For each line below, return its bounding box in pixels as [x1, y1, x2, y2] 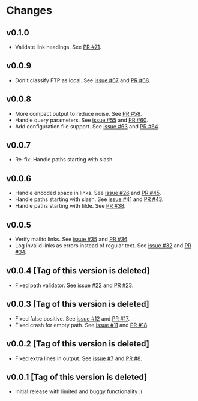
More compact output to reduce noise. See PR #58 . [14, 110, 142, 117]
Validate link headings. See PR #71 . [14, 43, 102, 50]
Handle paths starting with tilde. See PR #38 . [14, 202, 126, 210]
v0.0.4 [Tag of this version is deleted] [6, 265, 150, 276]
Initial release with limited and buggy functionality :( [14, 388, 143, 395]
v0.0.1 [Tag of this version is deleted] [6, 372, 148, 382]
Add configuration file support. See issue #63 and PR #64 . [14, 122, 160, 130]
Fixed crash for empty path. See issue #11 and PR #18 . [14, 321, 149, 328]
